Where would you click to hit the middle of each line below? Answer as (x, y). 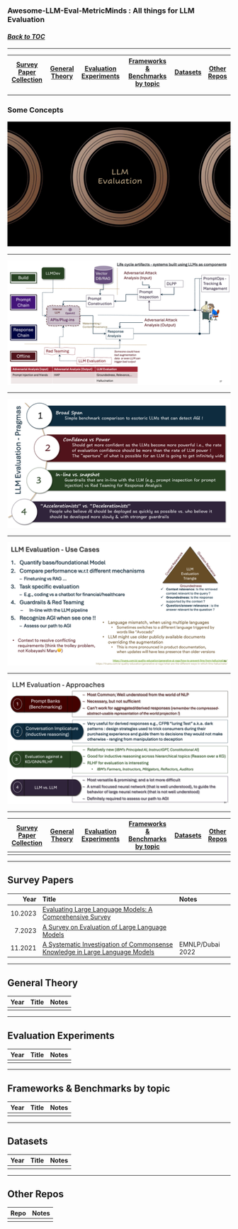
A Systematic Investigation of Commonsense (108, 944)
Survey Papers (41, 880)
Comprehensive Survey (76, 917)
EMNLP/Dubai (200, 944)
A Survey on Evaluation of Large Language (104, 927)
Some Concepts (35, 110)
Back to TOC (26, 36)
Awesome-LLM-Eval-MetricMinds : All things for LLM (101, 11)
